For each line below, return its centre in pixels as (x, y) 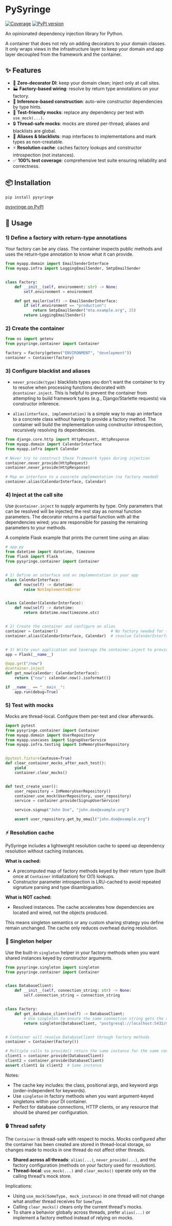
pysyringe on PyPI (25, 207)
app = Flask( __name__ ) (29, 654)
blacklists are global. (34, 131)
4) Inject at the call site (34, 495)
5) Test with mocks (29, 705)
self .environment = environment (58, 292)
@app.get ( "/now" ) (24, 664)
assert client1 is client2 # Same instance (53, 1065)
